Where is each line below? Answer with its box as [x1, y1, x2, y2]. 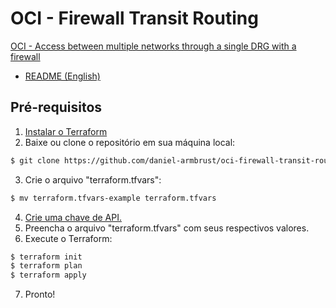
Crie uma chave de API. [24, 211, 122, 223]
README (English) [24, 70, 101, 82]
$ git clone [10, 155, 60, 166]
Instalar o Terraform [24, 125, 108, 137]
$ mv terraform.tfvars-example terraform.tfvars [10, 193, 217, 203]
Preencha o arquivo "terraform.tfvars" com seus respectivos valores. [24, 222, 310, 234]
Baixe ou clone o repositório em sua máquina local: [24, 136, 236, 148]
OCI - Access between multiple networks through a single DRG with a [10, 40, 297, 52]
